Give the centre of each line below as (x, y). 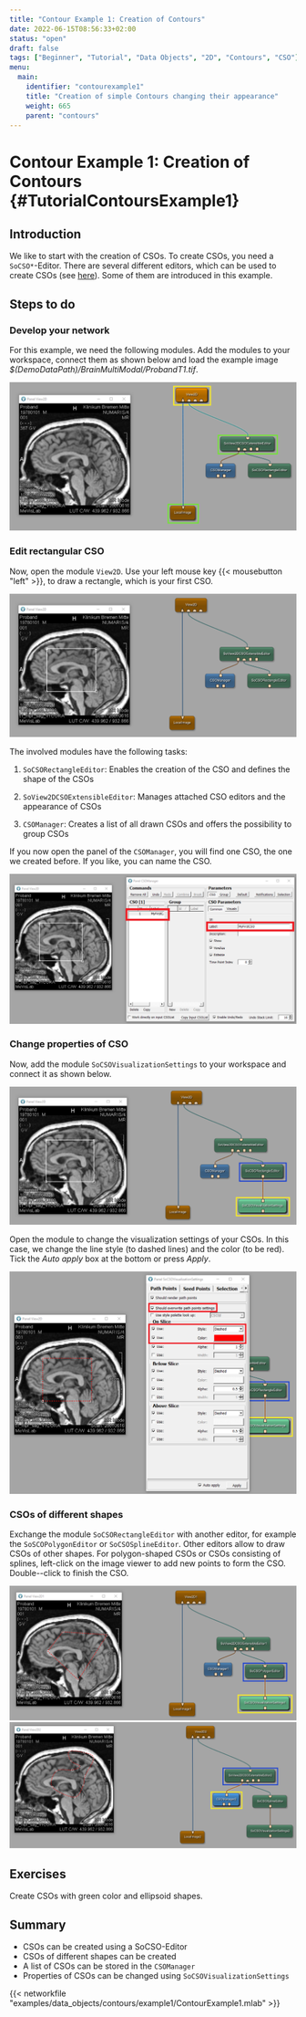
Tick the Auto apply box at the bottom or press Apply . (110, 1259)
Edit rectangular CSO (57, 551)
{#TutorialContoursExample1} (124, 200)
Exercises (38, 1874)
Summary (38, 1924)
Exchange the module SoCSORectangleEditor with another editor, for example (153, 1534)
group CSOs (46, 834)
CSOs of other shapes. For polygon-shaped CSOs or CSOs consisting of (145, 1554)
